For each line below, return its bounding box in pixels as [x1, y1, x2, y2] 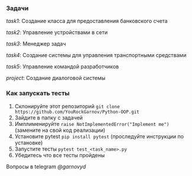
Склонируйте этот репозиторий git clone [14, 102, 120, 109]
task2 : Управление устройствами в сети [6, 29, 108, 36]
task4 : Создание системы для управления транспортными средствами [6, 52, 187, 59]
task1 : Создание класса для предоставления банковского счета [6, 18, 168, 25]
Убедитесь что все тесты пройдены [14, 151, 105, 158]
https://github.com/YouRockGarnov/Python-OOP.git [14, 109, 140, 115]
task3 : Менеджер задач [6, 40, 66, 48]
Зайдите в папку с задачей [14, 114, 83, 121]
